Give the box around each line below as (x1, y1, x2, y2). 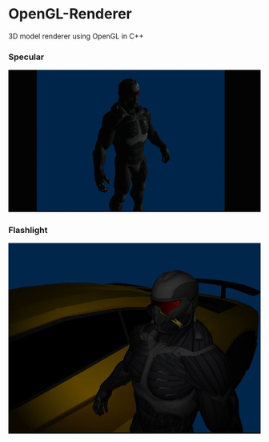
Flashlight (8, 224, 48, 235)
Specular (8, 51, 45, 62)
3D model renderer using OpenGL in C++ (8, 31, 144, 41)
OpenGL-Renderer (8, 5, 132, 23)
